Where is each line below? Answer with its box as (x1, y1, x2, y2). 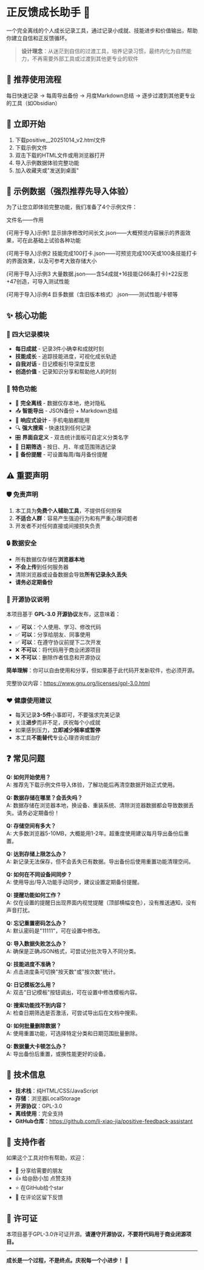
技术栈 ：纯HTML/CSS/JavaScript (15, 1087, 98, 1094)
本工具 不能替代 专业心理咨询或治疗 (15, 734, 101, 741)
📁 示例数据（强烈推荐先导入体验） (6, 186, 134, 196)
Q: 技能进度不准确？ (6, 960, 56, 968)
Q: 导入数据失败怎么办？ (6, 940, 67, 947)
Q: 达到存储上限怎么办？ (6, 850, 67, 858)
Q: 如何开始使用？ (6, 773, 51, 780)
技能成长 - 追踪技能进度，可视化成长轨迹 (15, 353, 117, 360)
